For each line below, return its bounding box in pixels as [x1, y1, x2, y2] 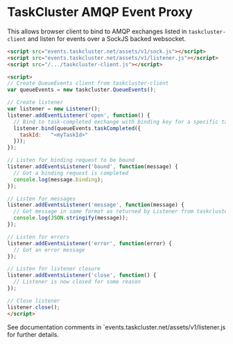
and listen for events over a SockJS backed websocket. [27, 34, 186, 42]
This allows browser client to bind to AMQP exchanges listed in [7, 27, 187, 35]
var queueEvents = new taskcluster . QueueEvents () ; [7, 86, 157, 94]
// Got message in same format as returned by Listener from [13, 208, 194, 215]
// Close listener [7, 297, 60, 304]
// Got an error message [13, 246, 85, 254]
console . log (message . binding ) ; [13, 176, 104, 183]
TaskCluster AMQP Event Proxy [7, 4, 193, 20]
